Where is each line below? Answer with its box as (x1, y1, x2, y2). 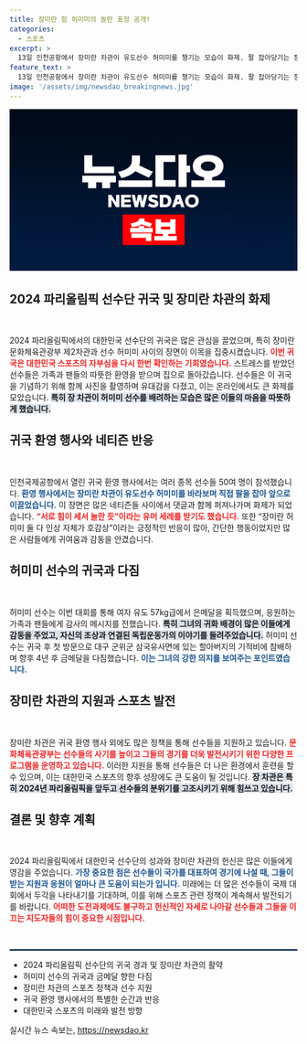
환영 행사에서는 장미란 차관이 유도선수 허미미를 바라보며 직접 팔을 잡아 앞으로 (21, 487, 291, 498)
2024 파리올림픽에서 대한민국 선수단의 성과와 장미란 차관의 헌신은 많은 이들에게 (9, 856, 293, 867)
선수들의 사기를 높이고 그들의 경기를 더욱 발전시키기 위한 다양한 (62, 748, 285, 759)
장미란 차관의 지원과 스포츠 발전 (9, 693, 176, 708)
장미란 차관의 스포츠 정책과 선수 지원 (22, 983, 153, 994)
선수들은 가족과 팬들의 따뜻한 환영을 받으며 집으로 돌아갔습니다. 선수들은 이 (9, 369, 276, 380)
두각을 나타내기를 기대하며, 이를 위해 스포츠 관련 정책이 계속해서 (33, 890, 260, 900)
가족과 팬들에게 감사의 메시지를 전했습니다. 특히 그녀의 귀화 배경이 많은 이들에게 (9, 618, 291, 629)
